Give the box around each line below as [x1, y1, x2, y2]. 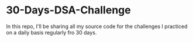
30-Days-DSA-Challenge [6, 3, 131, 17]
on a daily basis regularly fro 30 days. [6, 29, 97, 36]
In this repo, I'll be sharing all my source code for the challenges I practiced [6, 23, 188, 30]
